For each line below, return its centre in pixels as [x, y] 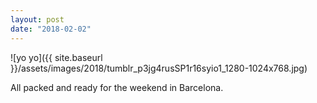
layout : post [37, 19]
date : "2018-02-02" [51, 29]
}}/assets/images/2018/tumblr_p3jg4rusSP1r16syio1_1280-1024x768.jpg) [159, 68]
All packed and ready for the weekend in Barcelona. [117, 87]
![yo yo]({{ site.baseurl [56, 57]
